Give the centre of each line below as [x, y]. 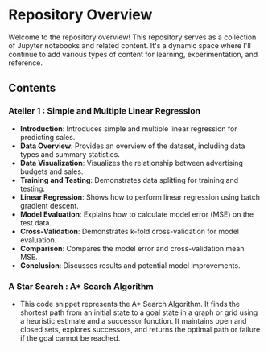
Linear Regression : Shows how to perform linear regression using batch [140, 197]
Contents [32, 88]
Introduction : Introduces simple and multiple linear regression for [128, 128]
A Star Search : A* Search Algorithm [81, 286]
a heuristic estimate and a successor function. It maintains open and [133, 320]
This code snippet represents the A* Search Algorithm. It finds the [130, 304]
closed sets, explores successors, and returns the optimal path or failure [140, 329]
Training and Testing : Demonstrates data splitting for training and [129, 180]
